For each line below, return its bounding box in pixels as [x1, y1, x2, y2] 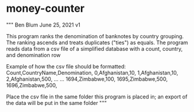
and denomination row [6, 51, 61, 58]
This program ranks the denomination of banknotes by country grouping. [6, 32, 184, 39]
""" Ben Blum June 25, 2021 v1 [6, 21, 81, 28]
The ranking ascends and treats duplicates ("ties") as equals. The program [6, 39, 188, 46]
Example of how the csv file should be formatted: [6, 62, 126, 70]
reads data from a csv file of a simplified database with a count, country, [6, 45, 183, 52]
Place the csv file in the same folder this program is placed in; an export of [6, 93, 187, 100]
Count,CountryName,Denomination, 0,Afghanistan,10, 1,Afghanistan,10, [6, 69, 179, 76]
